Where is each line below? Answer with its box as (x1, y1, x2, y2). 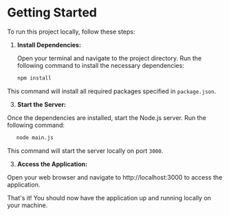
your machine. (7, 201, 48, 209)
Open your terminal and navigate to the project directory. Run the (17, 53, 201, 62)
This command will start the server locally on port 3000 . (7, 146, 164, 155)
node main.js (16, 134, 54, 141)
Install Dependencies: (17, 40, 81, 49)
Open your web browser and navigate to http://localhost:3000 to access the (7, 173, 223, 181)
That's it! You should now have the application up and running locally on (7, 193, 212, 202)
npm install (17, 74, 52, 82)
